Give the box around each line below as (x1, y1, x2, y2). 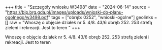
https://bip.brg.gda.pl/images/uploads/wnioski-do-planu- (7, 9, 124, 15)
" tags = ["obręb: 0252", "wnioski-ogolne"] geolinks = (48, 15, 158, 20)
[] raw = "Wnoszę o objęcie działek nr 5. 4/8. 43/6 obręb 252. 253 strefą (5, 19, 153, 25)
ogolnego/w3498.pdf (5, 15, 48, 20)
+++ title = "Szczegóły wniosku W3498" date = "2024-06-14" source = (5, 4, 151, 10)
